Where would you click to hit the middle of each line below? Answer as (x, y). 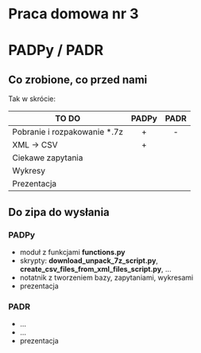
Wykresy (29, 171)
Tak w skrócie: (32, 99)
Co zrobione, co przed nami (78, 79)
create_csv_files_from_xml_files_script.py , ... (96, 269)
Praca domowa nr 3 (73, 14)
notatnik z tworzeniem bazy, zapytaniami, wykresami (106, 277)
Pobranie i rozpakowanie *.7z (68, 132)
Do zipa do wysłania (59, 212)
